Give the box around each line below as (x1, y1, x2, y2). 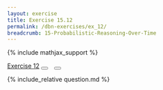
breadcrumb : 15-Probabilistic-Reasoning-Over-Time (7, 29, 157, 37)
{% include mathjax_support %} (7, 48, 98, 57)
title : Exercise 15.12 (7, 17, 73, 24)
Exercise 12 (7, 62, 40, 70)
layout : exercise (7, 10, 58, 17)
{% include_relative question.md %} (7, 75, 110, 84)
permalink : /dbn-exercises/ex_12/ (7, 23, 108, 30)
